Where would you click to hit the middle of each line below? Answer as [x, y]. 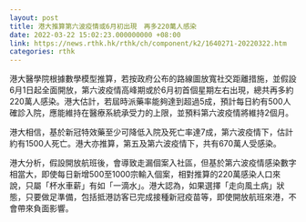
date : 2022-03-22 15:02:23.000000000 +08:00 [95, 35]
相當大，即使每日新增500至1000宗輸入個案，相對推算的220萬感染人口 [141, 175]
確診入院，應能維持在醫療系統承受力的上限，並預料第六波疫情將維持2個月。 [152, 113]
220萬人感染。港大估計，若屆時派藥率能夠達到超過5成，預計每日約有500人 [150, 102]
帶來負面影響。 [45, 208]
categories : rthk [42, 52]
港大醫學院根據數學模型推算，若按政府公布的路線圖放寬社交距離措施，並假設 [153, 79]
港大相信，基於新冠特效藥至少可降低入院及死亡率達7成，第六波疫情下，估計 [151, 132]
